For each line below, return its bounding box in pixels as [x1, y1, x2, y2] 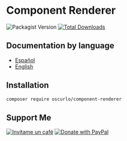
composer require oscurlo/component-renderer [6, 96, 122, 102]
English [14, 63, 34, 70]
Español [14, 56, 35, 63]
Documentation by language [6, 41, 115, 51]
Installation [6, 80, 49, 90]
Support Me [6, 112, 52, 122]
